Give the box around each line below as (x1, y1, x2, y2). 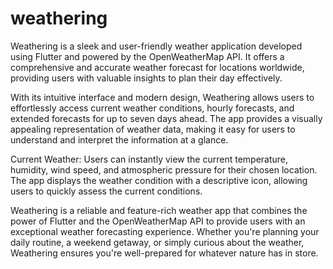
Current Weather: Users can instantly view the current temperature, (10, 153, 289, 165)
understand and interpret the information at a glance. (10, 133, 229, 146)
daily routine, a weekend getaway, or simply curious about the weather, (10, 236, 305, 248)
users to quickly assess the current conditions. (10, 185, 203, 197)
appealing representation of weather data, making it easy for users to (10, 123, 296, 135)
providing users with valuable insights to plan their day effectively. (10, 72, 283, 84)
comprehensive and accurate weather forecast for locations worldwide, (10, 61, 305, 73)
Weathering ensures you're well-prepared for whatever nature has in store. (10, 247, 319, 259)
